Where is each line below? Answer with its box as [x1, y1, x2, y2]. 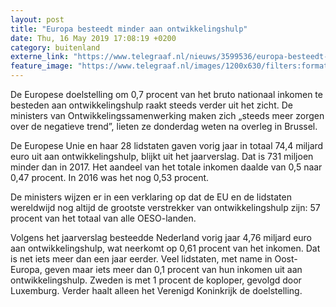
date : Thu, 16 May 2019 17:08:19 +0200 [10, 33, 177, 43]
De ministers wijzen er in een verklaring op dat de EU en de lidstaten [10, 191, 292, 203]
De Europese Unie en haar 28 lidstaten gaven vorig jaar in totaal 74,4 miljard [10, 140, 324, 151]
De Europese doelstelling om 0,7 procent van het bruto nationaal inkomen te [10, 89, 323, 100]
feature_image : [10, 61, 74, 71]
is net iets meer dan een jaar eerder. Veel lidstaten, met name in [10, 253, 273, 265]
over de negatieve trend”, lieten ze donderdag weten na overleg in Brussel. [10, 121, 318, 132]
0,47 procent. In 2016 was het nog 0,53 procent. [10, 172, 210, 183]
